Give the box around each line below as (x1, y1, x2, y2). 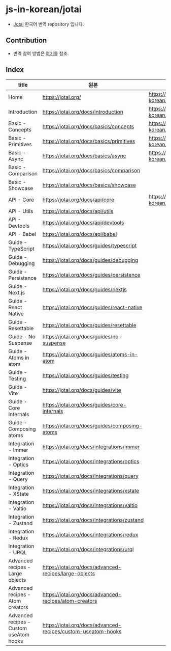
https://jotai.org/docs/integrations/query (42, 472, 139, 479)
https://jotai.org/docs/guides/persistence (42, 271, 141, 278)
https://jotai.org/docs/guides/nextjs (42, 286, 127, 293)
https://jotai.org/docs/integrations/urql (42, 546, 134, 553)
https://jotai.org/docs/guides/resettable (42, 321, 136, 329)
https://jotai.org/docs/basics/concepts (42, 123, 134, 130)
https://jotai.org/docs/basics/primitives (42, 138, 135, 145)
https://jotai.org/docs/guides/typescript (42, 242, 137, 249)
